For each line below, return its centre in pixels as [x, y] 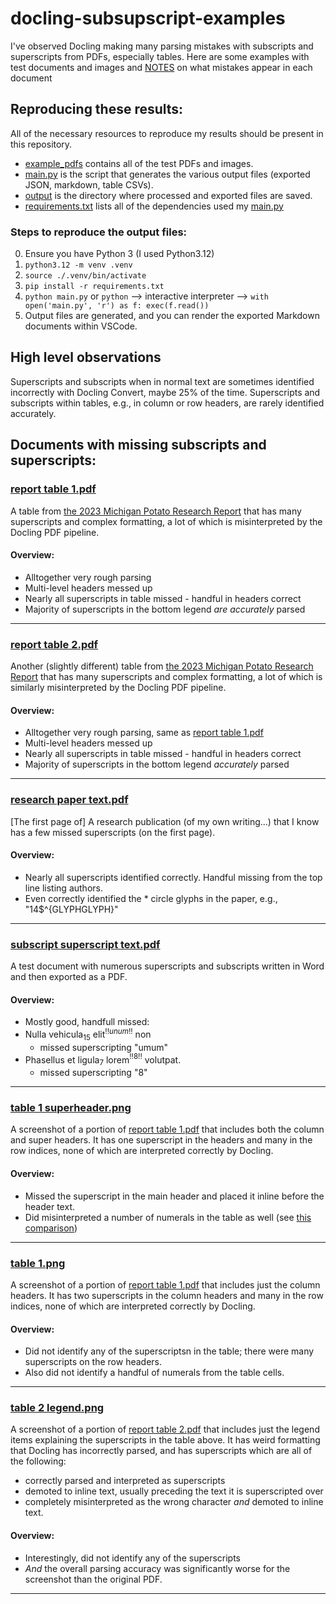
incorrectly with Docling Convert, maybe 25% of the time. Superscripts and [165, 392]
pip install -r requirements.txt [94, 287]
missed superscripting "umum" [104, 1047]
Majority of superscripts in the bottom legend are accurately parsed [165, 609]
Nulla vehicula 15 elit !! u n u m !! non [88, 1034]
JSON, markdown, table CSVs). [89, 184]
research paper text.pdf [69, 800]
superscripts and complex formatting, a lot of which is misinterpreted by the [166, 521]
